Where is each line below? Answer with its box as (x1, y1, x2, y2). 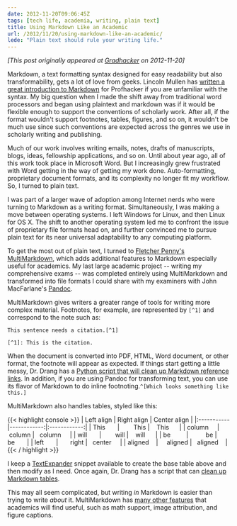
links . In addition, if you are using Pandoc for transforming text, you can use (7, 374, 229, 383)
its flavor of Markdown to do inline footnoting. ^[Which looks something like (7, 382, 229, 391)
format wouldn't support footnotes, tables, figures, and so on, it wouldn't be (7, 115, 229, 124)
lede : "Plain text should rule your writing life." (7, 37, 163, 44)
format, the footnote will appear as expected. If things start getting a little (7, 359, 221, 368)
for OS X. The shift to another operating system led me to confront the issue (7, 218, 229, 227)
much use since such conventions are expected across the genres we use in (7, 123, 231, 131)
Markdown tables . (7, 474, 60, 483)
